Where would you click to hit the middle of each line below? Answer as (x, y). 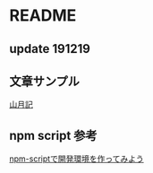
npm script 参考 (53, 135)
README (43, 16)
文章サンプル (45, 81)
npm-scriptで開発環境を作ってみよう (77, 159)
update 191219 (50, 49)
